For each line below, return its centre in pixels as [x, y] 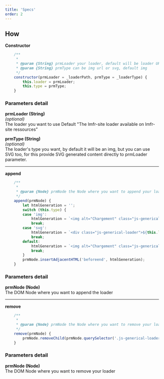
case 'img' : [35, 214]
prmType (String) [23, 139]
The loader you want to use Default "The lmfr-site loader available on [75, 124]
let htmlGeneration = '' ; [49, 205]
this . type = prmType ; [45, 86]
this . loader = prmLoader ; [49, 82]
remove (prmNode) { [32, 334]
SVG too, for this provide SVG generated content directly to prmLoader [76, 155]
